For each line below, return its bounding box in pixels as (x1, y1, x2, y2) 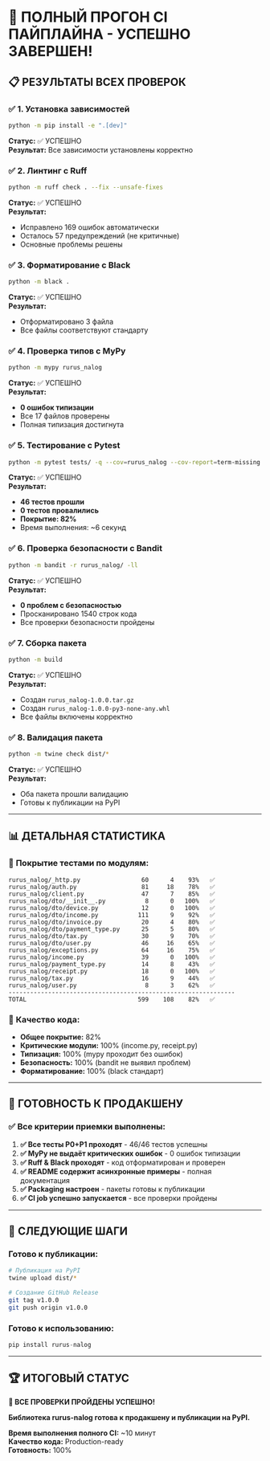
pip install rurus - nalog (8, 1341, 92, 1349)
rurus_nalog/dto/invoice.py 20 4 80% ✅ (8, 918, 215, 926)
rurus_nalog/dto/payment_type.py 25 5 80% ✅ (8, 924, 215, 933)
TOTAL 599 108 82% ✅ (8, 995, 215, 1003)
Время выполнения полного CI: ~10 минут (8, 1428, 157, 1438)
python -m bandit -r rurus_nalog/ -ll (8, 561, 138, 569)
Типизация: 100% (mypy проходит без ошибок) (19, 1049, 183, 1059)
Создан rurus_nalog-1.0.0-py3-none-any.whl (19, 703, 170, 712)
